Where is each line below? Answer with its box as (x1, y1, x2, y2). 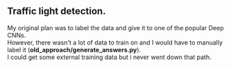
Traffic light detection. (7, 5, 106, 17)
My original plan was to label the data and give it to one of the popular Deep (7, 23, 224, 32)
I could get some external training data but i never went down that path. (7, 53, 212, 61)
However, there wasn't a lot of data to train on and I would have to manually (7, 38, 223, 47)
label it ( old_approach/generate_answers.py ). (7, 45, 141, 54)
